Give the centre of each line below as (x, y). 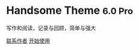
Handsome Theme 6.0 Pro (70, 11)
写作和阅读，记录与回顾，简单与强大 (51, 28)
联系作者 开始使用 (28, 40)
